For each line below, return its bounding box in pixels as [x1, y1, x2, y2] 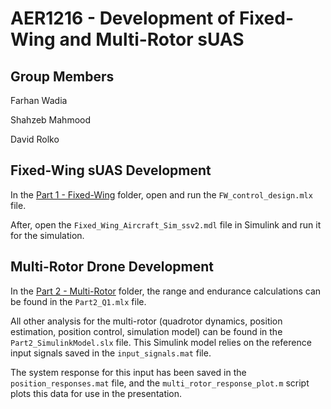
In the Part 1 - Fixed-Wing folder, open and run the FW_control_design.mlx [10, 188, 313, 201]
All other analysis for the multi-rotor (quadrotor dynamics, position [10, 315, 283, 327]
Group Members [10, 68, 115, 85]
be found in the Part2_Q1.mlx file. [10, 295, 147, 307]
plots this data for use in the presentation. [10, 387, 183, 399]
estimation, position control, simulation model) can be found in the [10, 325, 283, 337]
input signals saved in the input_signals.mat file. [10, 347, 212, 359]
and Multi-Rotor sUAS [59, 28, 245, 51]
